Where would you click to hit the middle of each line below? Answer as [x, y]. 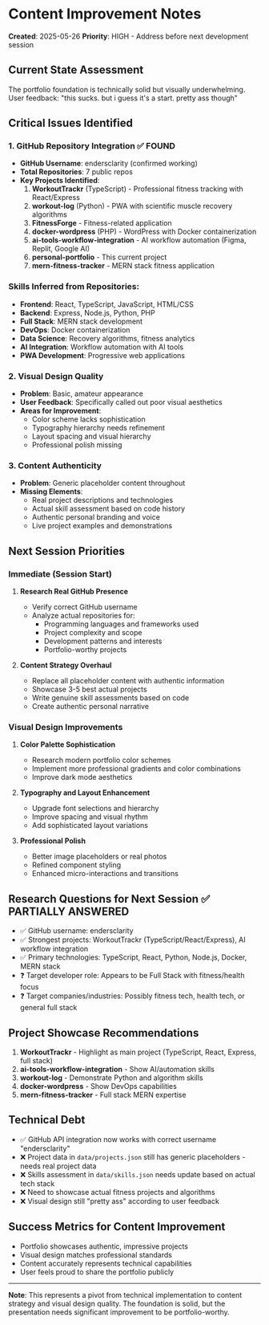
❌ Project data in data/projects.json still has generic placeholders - [132, 1156]
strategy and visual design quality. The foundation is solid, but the [117, 1303]
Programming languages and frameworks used [121, 624]
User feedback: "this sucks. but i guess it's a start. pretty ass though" [123, 98]
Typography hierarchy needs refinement [98, 428]
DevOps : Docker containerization [75, 329]
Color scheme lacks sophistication [88, 419]
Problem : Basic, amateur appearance [82, 393]
